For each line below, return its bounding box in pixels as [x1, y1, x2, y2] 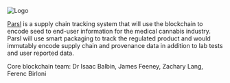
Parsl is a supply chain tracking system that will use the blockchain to [7, 20, 203, 27]
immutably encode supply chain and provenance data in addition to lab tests [7, 42, 223, 49]
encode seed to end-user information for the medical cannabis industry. [7, 27, 211, 35]
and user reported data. [7, 49, 74, 57]
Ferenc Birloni [7, 69, 47, 78]
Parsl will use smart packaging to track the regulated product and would [7, 34, 211, 43]
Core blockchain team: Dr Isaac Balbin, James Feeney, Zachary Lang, [7, 62, 204, 70]
